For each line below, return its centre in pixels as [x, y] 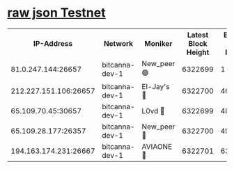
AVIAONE [157, 146]
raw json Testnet [56, 13]
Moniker [158, 43]
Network [118, 43]
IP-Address [53, 43]
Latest [198, 35]
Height [198, 52]
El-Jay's [156, 86]
